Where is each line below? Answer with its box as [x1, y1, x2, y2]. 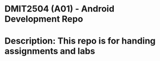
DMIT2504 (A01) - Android [4, 3, 115, 14]
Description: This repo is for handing [4, 36, 156, 47]
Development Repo [4, 13, 83, 24]
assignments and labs [4, 46, 95, 57]
